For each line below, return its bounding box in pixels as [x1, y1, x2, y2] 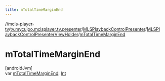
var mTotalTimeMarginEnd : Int [5, 70, 66, 76]
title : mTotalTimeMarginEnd [5, 7, 63, 12]
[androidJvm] [5, 65, 33, 71]
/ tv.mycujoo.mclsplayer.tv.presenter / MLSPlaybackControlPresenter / [8, 26, 147, 32]
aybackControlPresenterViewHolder [5, 31, 79, 37]
